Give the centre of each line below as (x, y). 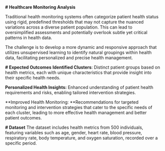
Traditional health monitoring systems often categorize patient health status (82, 17)
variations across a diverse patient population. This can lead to (69, 27)
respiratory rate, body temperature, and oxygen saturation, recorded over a (82, 138)
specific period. (21, 143)
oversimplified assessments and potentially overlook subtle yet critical (76, 32)
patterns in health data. (29, 38)
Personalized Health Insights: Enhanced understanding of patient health (79, 87)
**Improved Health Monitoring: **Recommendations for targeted (72, 102)
